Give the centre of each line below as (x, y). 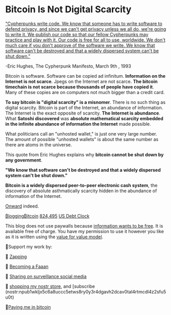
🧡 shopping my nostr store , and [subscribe (50, 286)
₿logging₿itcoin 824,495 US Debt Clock (47, 216)
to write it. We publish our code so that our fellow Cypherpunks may (77, 34)
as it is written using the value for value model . (54, 237)
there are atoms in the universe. (39, 145)
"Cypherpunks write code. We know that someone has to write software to (84, 24)
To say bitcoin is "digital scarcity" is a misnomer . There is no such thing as (86, 102)
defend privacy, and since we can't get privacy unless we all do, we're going (86, 29)
